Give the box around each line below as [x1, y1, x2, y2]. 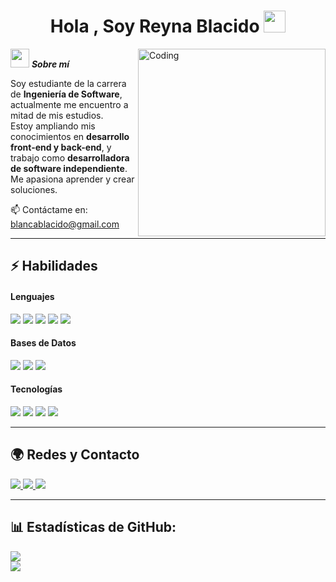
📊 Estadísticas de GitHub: [10, 519, 177, 536]
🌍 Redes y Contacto [10, 446, 140, 464]
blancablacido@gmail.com [10, 218, 120, 230]
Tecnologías [10, 383, 63, 395]
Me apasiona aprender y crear [10, 173, 135, 185]
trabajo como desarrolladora [10, 151, 130, 164]
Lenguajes [10, 290, 55, 302]
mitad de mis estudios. [10, 109, 104, 121]
